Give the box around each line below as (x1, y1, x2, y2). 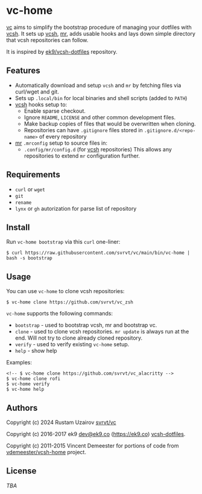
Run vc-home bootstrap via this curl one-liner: (6, 238, 121, 245)
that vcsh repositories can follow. (6, 36, 89, 43)
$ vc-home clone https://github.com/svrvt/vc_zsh (6, 299, 134, 305)
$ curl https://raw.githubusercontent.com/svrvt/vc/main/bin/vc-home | (6, 250, 190, 256)
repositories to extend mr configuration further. (24, 152, 140, 159)
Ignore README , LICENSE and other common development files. (24, 113, 176, 121)
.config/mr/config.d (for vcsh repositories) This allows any (24, 145, 172, 153)
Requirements (6, 169, 60, 180)
